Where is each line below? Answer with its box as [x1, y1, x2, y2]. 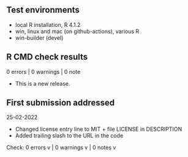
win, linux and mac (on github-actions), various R [15, 27, 140, 35]
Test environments [6, 5, 80, 15]
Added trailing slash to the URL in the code [15, 132, 124, 139]
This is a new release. [15, 79, 70, 87]
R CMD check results [6, 52, 88, 62]
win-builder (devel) [15, 34, 64, 42]
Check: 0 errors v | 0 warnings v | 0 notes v [6, 144, 116, 152]
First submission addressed [6, 98, 115, 108]
